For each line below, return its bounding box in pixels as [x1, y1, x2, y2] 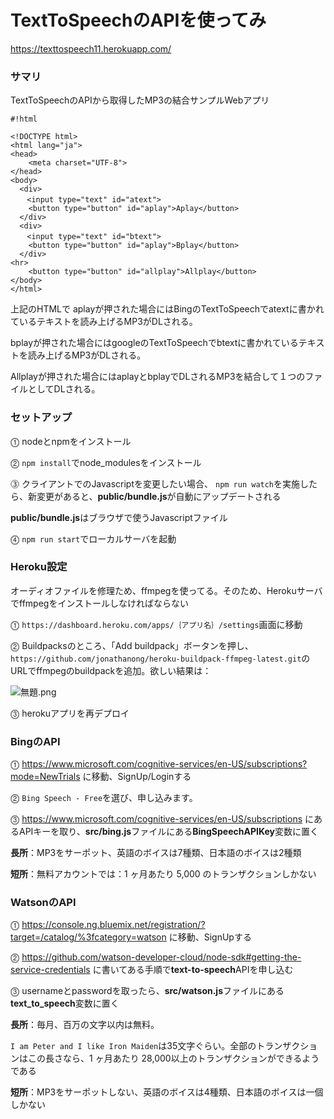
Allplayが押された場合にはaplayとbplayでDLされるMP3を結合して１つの [10, 371, 306, 383]
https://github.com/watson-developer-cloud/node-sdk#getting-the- [21, 951, 302, 963]
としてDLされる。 [27, 383, 101, 395]
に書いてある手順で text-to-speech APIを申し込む [92, 964, 294, 976]
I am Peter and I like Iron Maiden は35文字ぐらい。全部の [10, 1040, 257, 1052]
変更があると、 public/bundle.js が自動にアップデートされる [36, 490, 282, 502]
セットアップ [10, 411, 73, 425]
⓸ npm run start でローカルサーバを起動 [10, 532, 177, 545]
